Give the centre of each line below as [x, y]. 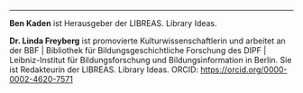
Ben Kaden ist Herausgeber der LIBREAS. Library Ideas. [114, 23]
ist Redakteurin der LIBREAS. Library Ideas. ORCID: [104, 70]
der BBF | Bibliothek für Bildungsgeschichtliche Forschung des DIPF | [138, 50]
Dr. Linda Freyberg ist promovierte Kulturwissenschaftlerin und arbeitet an [147, 41]
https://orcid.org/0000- [244, 70]
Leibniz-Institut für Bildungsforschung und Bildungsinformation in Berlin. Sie [151, 60]
